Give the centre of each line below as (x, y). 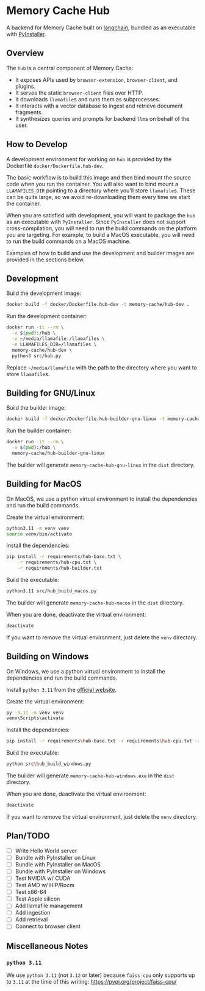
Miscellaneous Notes (47, 946)
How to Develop (37, 144)
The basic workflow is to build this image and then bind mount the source (99, 177)
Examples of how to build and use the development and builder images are (100, 253)
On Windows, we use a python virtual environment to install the (86, 671)
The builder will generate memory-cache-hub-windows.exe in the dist (91, 775)
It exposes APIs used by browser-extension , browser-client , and (96, 79)
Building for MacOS (44, 484)
